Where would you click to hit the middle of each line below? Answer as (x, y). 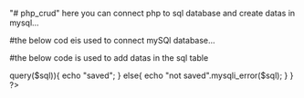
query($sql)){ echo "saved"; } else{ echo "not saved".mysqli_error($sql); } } (152, 75)
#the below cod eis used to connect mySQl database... (113, 40)
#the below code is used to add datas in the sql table (109, 58)
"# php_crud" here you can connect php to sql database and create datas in (152, 13)
